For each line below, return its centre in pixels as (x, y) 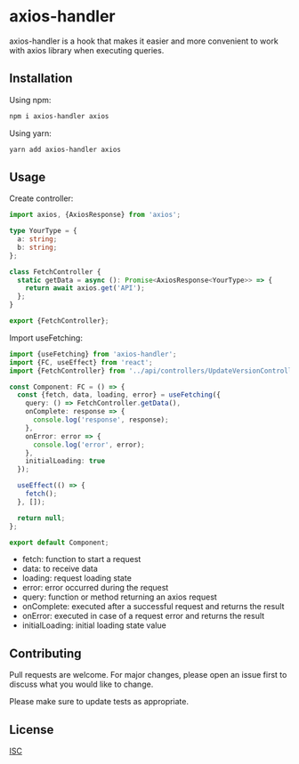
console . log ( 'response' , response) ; (101, 420)
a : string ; (37, 239)
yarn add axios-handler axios (65, 149)
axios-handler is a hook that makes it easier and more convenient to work (144, 41)
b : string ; (37, 247)
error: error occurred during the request (95, 588)
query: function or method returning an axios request (120, 597)
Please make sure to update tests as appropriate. (99, 702)
